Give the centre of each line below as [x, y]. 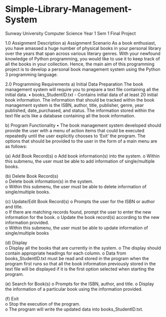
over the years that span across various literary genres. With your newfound [83, 53]
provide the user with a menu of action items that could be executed [75, 130]
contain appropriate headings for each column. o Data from [66, 253]
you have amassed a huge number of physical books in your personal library [83, 48]
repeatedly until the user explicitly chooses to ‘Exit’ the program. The [75, 136]
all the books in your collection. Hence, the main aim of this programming [80, 64]
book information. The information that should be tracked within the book [80, 100]
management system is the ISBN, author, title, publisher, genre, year [75, 105]
